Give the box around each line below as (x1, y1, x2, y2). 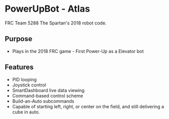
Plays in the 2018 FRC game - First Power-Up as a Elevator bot (12, 48, 144, 54)
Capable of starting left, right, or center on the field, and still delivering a (12, 103, 164, 109)
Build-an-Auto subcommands (12, 98, 75, 104)
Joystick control (12, 82, 46, 88)
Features (5, 63, 34, 72)
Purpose (5, 35, 33, 43)
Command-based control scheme (12, 93, 83, 99)
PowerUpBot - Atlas (5, 3, 90, 15)
